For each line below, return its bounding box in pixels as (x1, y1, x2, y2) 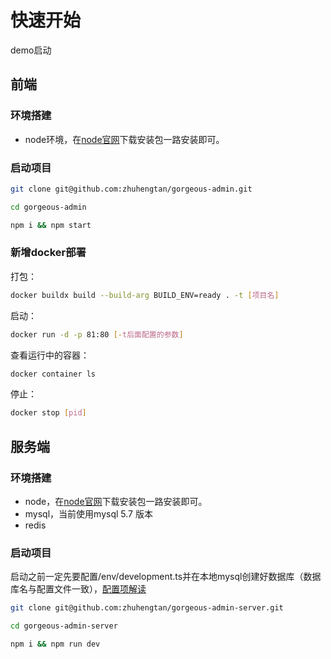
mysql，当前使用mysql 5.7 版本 (24, 508, 153, 520)
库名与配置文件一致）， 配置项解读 (10, 583, 147, 595)
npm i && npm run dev (10, 639, 101, 650)
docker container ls (10, 369, 97, 379)
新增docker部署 (10, 246, 87, 260)
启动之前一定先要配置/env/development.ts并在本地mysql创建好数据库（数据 (10, 571, 322, 583)
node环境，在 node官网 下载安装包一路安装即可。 (24, 133, 225, 145)
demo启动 (10, 44, 52, 56)
